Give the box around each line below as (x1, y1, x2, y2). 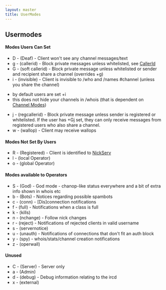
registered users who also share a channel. (12, 122, 101, 128)
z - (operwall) (12, 241, 41, 247)
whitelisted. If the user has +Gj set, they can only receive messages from (12, 117, 162, 123)
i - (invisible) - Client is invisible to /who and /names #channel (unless (12, 77, 155, 83)
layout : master (5, 7, 37, 12)
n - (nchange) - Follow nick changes (12, 214, 87, 220)
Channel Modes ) (12, 102, 47, 108)
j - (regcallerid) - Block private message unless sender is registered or (12, 111, 156, 117)
